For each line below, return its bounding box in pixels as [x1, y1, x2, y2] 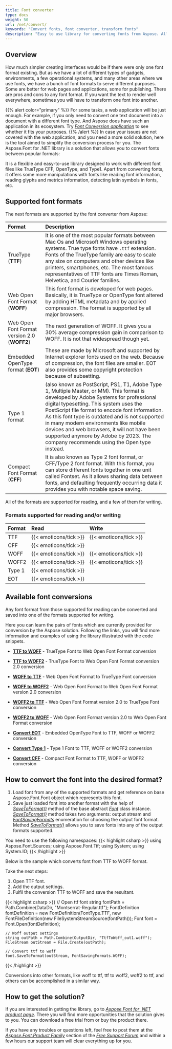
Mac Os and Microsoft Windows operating [45, 238, 147, 245]
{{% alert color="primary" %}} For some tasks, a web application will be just [5, 106, 166, 113]
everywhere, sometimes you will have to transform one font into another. [5, 97, 159, 103]
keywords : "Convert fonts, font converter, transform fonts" [5, 27, 139, 32]
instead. [45, 445, 65, 452]
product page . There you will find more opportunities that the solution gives [5, 1011, 165, 1018]
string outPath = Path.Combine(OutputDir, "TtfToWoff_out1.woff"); [5, 935, 153, 941]
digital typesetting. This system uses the [45, 400, 142, 407]
